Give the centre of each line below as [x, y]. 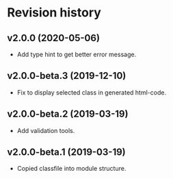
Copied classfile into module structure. [71, 169]
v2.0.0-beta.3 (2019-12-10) [67, 76]
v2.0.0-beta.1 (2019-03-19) [66, 152]
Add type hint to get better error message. [77, 54]
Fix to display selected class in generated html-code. [91, 92]
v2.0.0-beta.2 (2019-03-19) [68, 114]
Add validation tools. [46, 130]
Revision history [54, 13]
